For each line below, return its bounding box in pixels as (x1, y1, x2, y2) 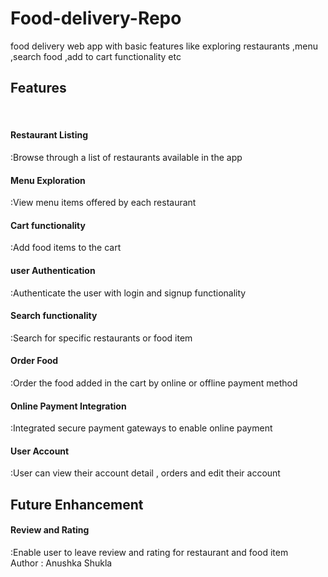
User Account (10, 445, 70, 457)
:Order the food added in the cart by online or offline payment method (10, 377, 298, 389)
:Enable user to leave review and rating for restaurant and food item (10, 546, 289, 558)
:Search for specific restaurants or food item (10, 332, 193, 344)
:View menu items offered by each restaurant (10, 197, 197, 209)
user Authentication (10, 264, 96, 276)
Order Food (10, 355, 59, 367)
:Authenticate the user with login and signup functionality (10, 287, 247, 299)
